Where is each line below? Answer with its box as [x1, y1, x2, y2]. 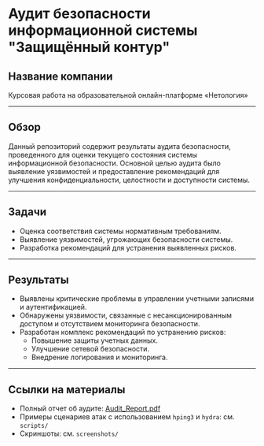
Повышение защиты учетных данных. [31, 336, 159, 345]
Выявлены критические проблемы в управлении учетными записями [19, 294, 254, 303]
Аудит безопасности [8, 5, 151, 23]
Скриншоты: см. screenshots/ [19, 429, 119, 438]
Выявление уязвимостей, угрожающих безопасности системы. [19, 234, 233, 244]
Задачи [8, 206, 47, 219]
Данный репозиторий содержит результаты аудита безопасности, [8, 141, 232, 151]
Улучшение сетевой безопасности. [31, 344, 150, 354]
